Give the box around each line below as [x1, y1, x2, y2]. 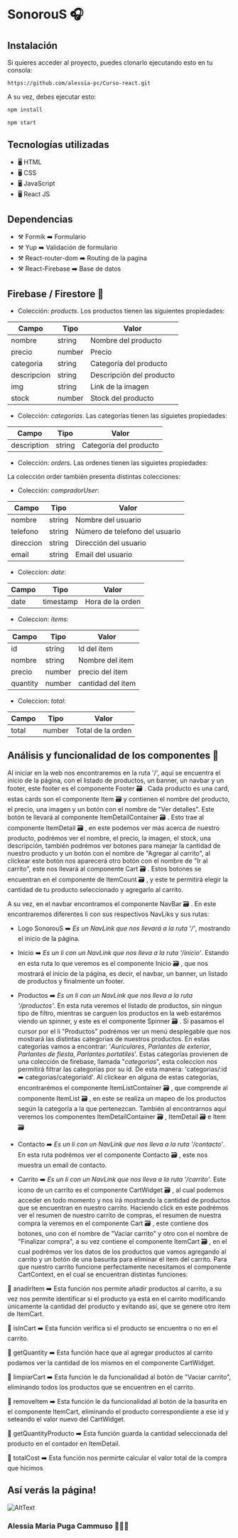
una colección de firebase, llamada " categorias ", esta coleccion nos [17, 1057, 218, 1065]
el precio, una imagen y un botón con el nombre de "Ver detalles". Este [7, 805, 215, 813]
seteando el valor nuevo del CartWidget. [7, 1414, 126, 1423]
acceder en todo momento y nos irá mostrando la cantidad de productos [17, 1195, 231, 1204]
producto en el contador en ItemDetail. [7, 1439, 121, 1448]
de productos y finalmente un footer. [17, 977, 125, 985]
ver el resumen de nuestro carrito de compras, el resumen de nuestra [17, 1210, 222, 1220]
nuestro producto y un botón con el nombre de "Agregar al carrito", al [7, 849, 211, 857]
